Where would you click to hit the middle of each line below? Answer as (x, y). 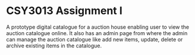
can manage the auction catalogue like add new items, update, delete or (95, 39)
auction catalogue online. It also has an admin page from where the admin (97, 33)
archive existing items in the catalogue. (54, 46)
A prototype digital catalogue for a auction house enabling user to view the (98, 27)
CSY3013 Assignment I (65, 11)
